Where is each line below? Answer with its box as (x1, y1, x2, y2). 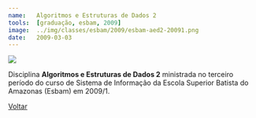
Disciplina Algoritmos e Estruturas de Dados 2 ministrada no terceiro (8, 70, 234, 79)
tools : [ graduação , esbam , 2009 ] (8, 19, 122, 27)
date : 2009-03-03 (8, 33, 72, 42)
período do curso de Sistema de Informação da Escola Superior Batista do (8, 78, 249, 87)
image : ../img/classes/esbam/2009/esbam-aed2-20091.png (8, 26, 199, 34)
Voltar (8, 101, 28, 111)
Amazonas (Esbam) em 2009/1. (8, 87, 110, 96)
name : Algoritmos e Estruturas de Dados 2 (8, 11, 157, 20)
